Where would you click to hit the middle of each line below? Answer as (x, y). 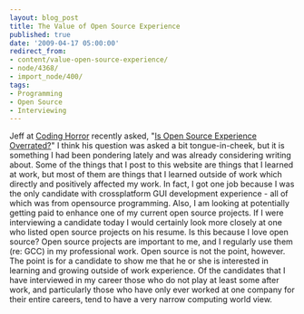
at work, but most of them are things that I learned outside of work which (146, 175)
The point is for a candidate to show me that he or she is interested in (139, 261)
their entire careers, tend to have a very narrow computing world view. (141, 300)
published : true (40, 34)
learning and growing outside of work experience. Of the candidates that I (147, 271)
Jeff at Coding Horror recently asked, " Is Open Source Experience (133, 136)
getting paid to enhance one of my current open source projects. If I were (147, 213)
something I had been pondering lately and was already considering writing (151, 156)
